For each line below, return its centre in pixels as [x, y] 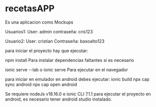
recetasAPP [30, 9]
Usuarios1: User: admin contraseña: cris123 [49, 31]
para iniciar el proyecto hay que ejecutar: [47, 51]
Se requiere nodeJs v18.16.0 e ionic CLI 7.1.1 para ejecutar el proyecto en [78, 94]
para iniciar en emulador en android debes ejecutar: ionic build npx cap [77, 79]
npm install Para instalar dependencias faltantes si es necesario [70, 60]
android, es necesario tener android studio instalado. [59, 99]
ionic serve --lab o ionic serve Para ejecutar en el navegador [67, 70]
